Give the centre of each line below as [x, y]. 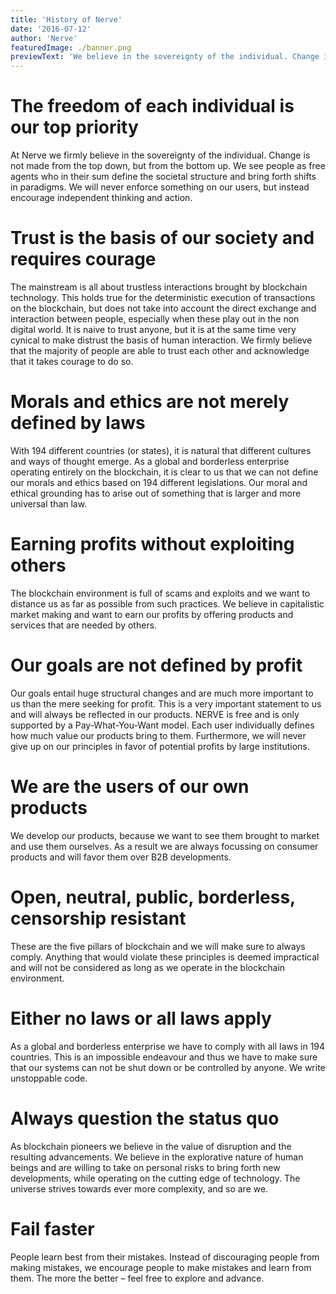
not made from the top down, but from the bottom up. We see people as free [168, 166]
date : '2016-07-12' [51, 29]
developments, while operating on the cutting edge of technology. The [155, 1178]
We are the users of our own [130, 787]
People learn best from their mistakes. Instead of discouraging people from [165, 1257]
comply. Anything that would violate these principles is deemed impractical [165, 957]
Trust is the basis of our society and [162, 238]
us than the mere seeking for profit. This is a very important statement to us [166, 703]
